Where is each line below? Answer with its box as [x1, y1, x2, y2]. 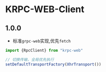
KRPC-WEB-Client [5, 4, 85, 15]
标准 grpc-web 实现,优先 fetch [12, 38, 71, 44]
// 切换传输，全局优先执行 [5, 57, 55, 62]
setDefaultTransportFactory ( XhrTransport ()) [5, 62, 101, 67]
